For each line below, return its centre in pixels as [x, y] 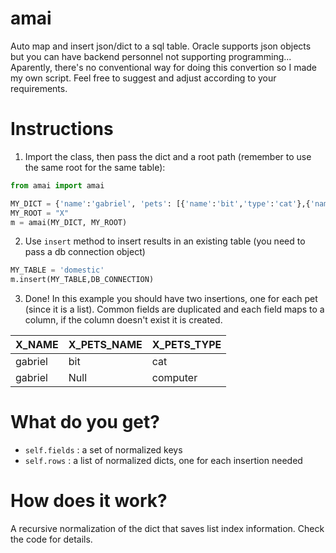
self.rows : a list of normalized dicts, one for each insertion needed [163, 461]
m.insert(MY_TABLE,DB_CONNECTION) [82, 280]
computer [174, 378]
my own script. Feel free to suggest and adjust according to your [143, 78]
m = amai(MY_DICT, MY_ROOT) [69, 222]
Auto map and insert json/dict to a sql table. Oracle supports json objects [161, 46]
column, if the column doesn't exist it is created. [123, 320]
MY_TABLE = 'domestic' [57, 270]
